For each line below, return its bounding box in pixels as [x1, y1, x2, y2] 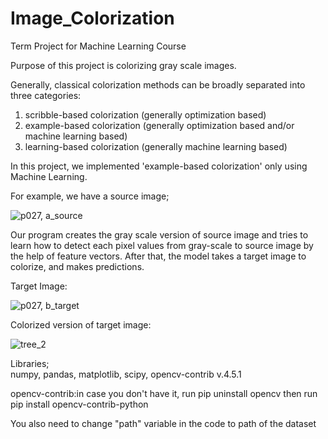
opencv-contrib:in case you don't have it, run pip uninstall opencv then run [10, 387, 318, 399]
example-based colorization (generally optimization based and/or [24, 119, 295, 131]
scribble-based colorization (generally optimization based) [24, 108, 267, 121]
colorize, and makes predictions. [10, 260, 145, 272]
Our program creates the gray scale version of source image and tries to [10, 228, 309, 241]
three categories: [10, 89, 82, 101]
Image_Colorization [10, 7, 175, 30]
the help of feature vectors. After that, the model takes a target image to [10, 250, 307, 262]
